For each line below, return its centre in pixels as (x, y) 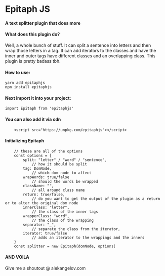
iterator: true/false (45, 233)
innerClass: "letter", (46, 207)
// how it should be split (59, 164)
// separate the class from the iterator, (76, 229)
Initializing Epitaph (25, 141)
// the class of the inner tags (65, 212)
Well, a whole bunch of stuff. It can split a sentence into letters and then (78, 45)
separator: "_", (40, 225)
